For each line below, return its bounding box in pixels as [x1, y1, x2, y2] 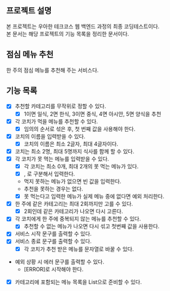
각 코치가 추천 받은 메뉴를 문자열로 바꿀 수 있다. [23, 245, 134, 253]
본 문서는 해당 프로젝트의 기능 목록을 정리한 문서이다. [6, 30, 129, 37]
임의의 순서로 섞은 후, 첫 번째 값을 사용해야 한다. [23, 125, 136, 132]
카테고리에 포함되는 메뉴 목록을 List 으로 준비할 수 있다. [14, 278, 142, 286]
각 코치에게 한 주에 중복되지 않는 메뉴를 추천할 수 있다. [14, 215, 141, 223]
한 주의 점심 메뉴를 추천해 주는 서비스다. [6, 66, 99, 74]
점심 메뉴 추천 [6, 50, 54, 60]
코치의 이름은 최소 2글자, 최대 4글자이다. [23, 140, 119, 147]
